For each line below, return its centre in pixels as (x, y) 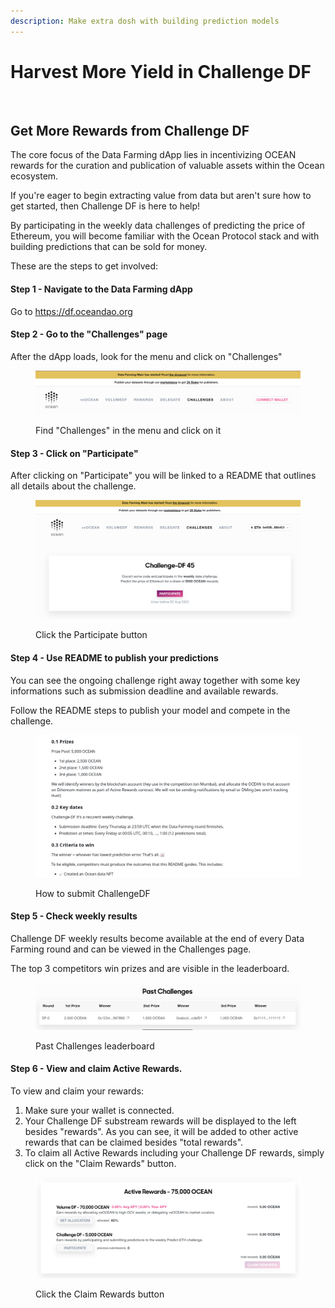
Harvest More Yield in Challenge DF (161, 71)
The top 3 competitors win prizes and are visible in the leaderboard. (150, 968)
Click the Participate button (91, 635)
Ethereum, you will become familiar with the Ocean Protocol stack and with (165, 236)
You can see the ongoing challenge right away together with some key (155, 680)
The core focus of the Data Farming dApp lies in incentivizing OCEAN (153, 155)
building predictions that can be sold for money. (109, 247)
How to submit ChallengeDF (93, 893)
